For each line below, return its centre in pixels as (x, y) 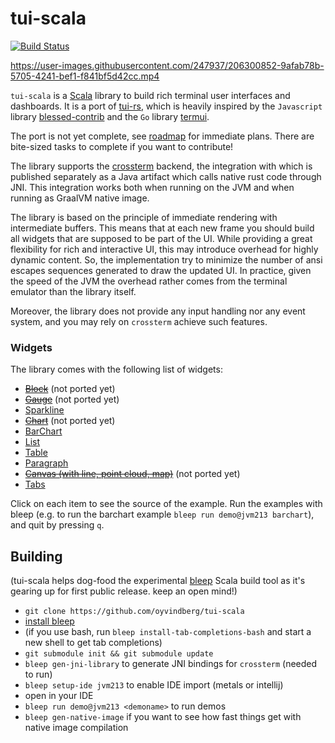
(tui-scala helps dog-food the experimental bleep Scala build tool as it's (158, 581)
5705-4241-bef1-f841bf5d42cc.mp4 (85, 76)
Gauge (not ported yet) (72, 399)
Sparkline (44, 410)
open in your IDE (59, 696)
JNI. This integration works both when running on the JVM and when (152, 187)
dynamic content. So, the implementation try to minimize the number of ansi (166, 259)
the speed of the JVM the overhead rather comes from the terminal (149, 281)
